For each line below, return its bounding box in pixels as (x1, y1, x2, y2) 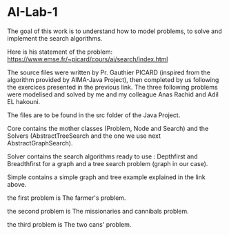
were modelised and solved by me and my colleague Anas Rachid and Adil (7, 90, 219, 99)
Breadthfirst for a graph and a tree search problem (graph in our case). (7, 159, 208, 167)
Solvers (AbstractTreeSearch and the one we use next (7, 132, 161, 140)
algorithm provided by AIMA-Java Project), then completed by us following (7, 75, 219, 83)
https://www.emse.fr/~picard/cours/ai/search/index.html (7, 54, 168, 63)
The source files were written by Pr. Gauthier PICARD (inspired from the (7, 68, 210, 76)
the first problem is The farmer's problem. (7, 194, 126, 202)
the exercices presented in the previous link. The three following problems (7, 83, 219, 91)
